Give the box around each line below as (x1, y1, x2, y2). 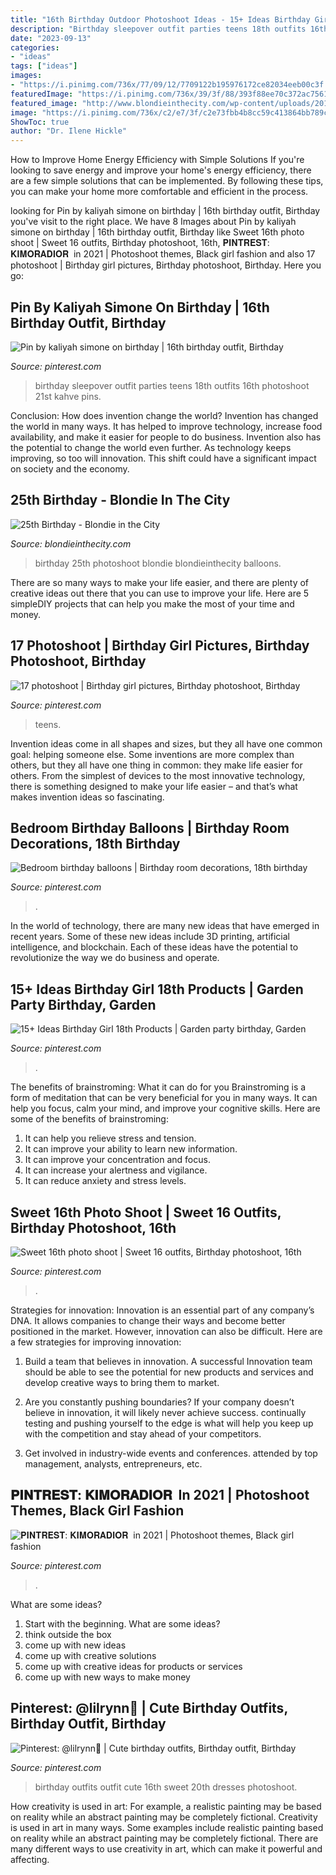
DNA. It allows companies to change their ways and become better (10, 1315, 286, 1326)
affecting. (10, 1853, 50, 1865)
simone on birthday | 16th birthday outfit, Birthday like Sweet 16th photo (10, 226, 305, 238)
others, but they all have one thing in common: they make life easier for (10, 759, 303, 771)
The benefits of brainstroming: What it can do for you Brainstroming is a (10, 1081, 307, 1093)
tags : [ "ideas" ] (10, 61, 78, 71)
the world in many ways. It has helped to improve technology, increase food (10, 420, 323, 432)
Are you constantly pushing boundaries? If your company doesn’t (24, 1396, 295, 1408)
